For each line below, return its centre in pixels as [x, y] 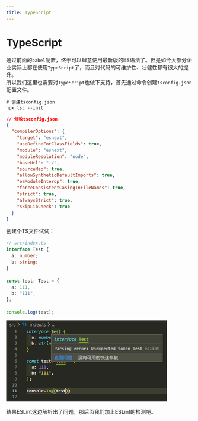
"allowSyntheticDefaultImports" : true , [66, 175]
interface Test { [28, 249]
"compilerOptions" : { [38, 132]
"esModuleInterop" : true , [49, 182]
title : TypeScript [29, 12]
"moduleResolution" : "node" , [53, 156]
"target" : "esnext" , [42, 138]
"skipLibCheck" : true [43, 207]
